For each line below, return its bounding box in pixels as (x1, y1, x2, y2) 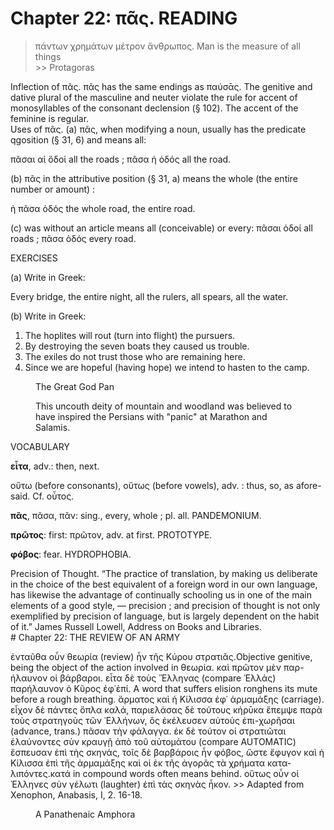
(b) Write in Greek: (10, 310, 87, 322)
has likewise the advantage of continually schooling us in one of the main (10, 588, 312, 601)
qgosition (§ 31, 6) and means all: (10, 133, 147, 146)
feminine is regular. (10, 112, 90, 124)
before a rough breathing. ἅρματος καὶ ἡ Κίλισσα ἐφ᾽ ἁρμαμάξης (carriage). (10, 693, 325, 705)
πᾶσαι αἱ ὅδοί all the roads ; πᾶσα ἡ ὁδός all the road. (10, 153, 232, 165)
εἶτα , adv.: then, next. (10, 460, 100, 472)
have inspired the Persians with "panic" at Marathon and (35, 410, 268, 422)
